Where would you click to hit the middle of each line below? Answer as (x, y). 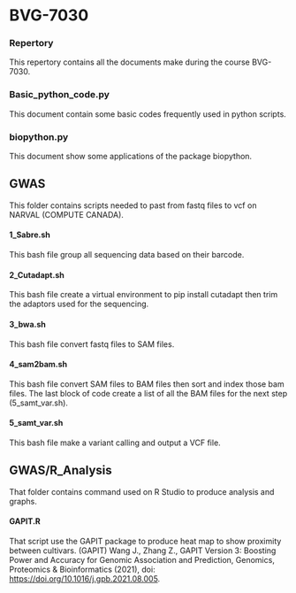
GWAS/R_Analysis (61, 470)
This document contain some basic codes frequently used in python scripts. (148, 114)
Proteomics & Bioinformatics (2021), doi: (83, 569)
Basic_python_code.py (60, 95)
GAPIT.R (25, 521)
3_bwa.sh (28, 324)
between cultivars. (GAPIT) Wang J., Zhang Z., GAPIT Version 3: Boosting (143, 551)
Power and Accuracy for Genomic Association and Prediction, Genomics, (142, 559)
